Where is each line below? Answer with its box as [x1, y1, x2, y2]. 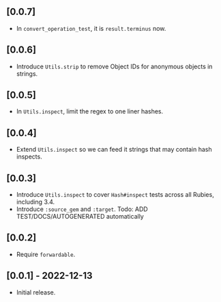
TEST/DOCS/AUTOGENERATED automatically [16, 212, 144, 221]
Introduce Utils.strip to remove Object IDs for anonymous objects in [16, 62, 213, 70]
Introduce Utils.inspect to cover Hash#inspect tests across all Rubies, [16, 191, 214, 199]
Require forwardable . [16, 250, 76, 258]
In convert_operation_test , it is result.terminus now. [16, 24, 166, 32]
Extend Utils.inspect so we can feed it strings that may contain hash [16, 146, 212, 154]
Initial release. [16, 288, 56, 297]
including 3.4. [16, 198, 55, 206]
